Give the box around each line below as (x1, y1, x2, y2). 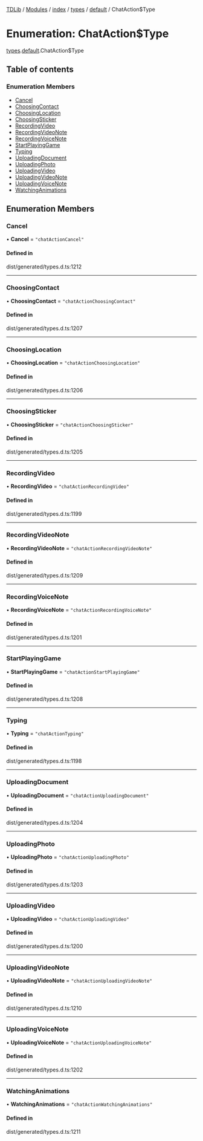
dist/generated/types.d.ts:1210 (6, 1004, 82, 1012)
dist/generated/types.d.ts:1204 (6, 819, 83, 827)
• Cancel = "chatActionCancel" (6, 236, 85, 243)
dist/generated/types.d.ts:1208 (6, 695, 83, 703)
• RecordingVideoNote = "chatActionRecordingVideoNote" (6, 544, 153, 551)
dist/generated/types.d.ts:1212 (6, 263, 82, 270)
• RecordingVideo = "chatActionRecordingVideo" (6, 483, 129, 490)
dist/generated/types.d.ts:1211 (6, 1128, 81, 1135)
